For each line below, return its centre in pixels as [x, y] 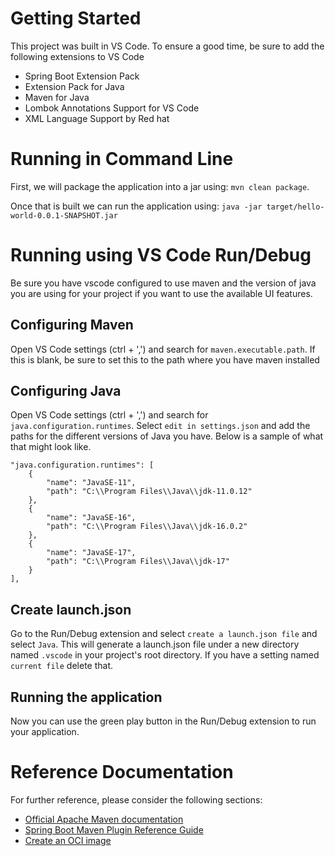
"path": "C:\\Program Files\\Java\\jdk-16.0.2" [147, 527]
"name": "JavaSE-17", [91, 553]
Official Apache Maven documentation [104, 819]
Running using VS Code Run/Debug [161, 255]
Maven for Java [57, 97]
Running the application [86, 697]
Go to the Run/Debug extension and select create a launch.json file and [164, 634]
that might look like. [51, 447]
